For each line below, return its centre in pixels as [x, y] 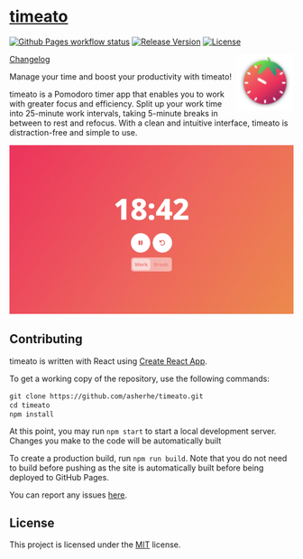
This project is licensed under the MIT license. [95, 545]
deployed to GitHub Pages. [60, 477]
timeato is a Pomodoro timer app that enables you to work [117, 94]
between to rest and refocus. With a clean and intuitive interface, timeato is [149, 123]
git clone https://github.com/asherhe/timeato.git [106, 396]
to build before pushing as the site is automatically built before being [137, 468]
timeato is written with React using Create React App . [108, 361]
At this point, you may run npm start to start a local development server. [143, 431]
